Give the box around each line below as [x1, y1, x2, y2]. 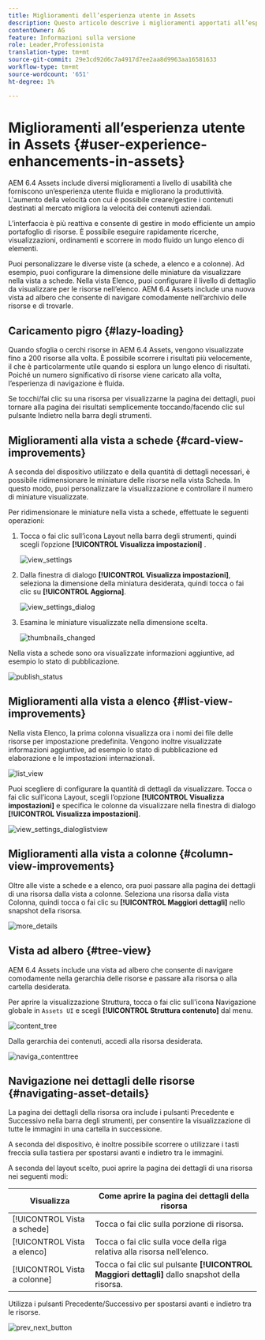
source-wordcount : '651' [8, 70, 90, 78]
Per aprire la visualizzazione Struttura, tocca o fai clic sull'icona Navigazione [8, 997, 256, 1007]
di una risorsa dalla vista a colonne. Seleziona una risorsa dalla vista [8, 889, 230, 898]
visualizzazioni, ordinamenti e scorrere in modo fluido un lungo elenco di [8, 235, 244, 245]
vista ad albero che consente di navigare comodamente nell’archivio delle [8, 293, 247, 303]
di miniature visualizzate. [8, 492, 89, 502]
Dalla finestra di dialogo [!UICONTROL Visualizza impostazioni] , [19, 570, 231, 580]
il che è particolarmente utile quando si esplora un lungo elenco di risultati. [8, 362, 251, 371]
